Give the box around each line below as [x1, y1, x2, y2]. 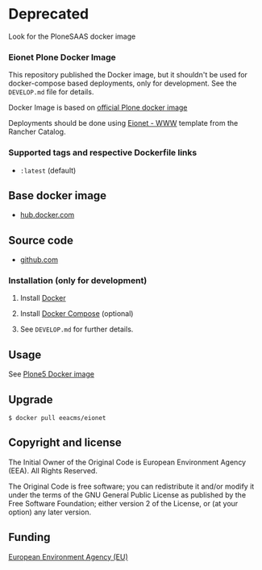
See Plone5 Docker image [8, 369, 95, 379]
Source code [8, 233, 74, 247]
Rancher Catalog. [8, 127, 66, 137]
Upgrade [8, 393, 54, 406]
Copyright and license [8, 436, 123, 450]
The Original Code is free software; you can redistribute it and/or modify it [8, 481, 255, 491]
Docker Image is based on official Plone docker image [8, 102, 188, 113]
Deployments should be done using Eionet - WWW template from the [8, 119, 239, 128]
